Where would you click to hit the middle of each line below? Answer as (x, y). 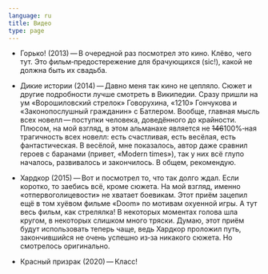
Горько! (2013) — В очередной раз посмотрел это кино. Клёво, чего (136, 54)
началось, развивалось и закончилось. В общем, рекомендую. (128, 163)
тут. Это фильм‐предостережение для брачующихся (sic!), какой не (136, 62)
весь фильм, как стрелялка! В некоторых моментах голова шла (129, 212)
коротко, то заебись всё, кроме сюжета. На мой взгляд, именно (130, 187)
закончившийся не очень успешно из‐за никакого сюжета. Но (126, 238)
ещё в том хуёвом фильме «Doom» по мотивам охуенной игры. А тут (138, 203)
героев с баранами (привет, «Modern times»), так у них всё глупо (132, 154)
